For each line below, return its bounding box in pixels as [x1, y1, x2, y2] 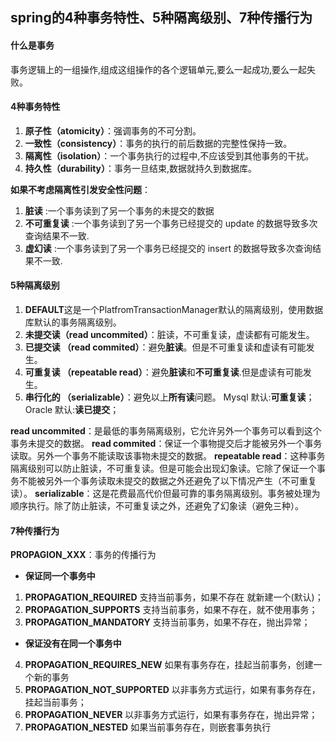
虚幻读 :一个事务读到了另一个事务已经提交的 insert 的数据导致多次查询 [24, 242, 313, 254]
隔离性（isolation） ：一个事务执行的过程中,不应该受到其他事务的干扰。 [24, 149, 315, 162]
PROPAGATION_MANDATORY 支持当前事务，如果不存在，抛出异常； [24, 616, 311, 628]
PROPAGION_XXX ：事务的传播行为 [10, 549, 157, 561]
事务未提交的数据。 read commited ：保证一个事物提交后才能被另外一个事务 [10, 438, 323, 449]
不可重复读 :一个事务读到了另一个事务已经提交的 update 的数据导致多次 [24, 217, 318, 229]
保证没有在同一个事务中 [24, 638, 122, 650]
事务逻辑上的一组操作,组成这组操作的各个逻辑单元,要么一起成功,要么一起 [10, 63, 308, 75]
